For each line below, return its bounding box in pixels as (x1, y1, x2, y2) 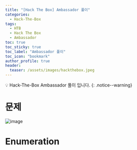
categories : (5, 12, 30, 17)
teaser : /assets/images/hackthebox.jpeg (9, 68, 95, 73)
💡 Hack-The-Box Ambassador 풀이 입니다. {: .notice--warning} (5, 82, 133, 88)
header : (5, 63, 21, 68)
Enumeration (5, 136, 60, 147)
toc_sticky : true (5, 44, 41, 49)
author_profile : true (5, 58, 50, 63)
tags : (5, 21, 16, 26)
